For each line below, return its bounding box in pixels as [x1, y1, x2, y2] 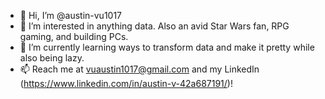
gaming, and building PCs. [19, 31, 129, 42]
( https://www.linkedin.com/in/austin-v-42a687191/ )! [19, 78, 233, 89]
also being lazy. [19, 52, 85, 64]
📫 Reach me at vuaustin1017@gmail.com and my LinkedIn [19, 63, 260, 75]
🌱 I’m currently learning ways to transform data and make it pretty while [19, 41, 315, 53]
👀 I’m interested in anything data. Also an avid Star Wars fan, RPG [19, 20, 290, 32]
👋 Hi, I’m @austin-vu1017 [19, 10, 123, 21]
